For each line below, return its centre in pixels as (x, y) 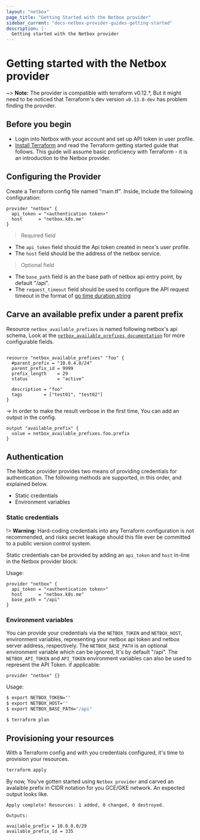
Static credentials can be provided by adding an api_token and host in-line (98, 555)
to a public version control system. (49, 543)
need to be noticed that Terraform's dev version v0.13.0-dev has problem (97, 99)
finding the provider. (31, 106)
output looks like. (28, 794)
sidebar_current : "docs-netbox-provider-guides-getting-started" (89, 23)
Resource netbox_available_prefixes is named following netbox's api (92, 329)
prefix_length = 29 (40, 374)
